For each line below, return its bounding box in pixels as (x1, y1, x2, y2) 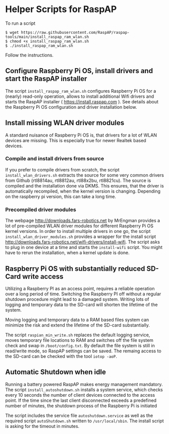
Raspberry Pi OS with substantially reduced (5, 264, 145, 273)
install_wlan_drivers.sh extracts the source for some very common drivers (5, 172, 164, 178)
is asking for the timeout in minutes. (5, 423, 80, 429)
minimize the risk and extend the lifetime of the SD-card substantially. (5, 322, 150, 328)
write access (22, 272, 64, 281)
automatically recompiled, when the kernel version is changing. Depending (5, 188, 160, 194)
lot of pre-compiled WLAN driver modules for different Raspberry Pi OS (5, 223, 154, 229)
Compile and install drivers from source (5, 155, 104, 162)
